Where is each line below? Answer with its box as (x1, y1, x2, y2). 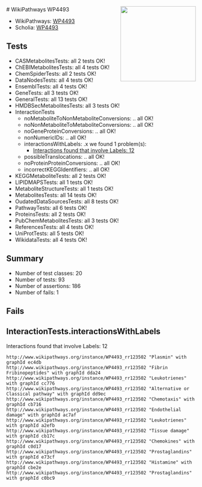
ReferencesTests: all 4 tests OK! (14, 223, 94, 230)
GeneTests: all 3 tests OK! (14, 89, 79, 96)
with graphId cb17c (6, 433, 55, 439)
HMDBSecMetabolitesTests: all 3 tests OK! (14, 102, 120, 109)
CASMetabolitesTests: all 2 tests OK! (14, 57, 105, 64)
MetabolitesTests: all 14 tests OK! (14, 191, 97, 198)
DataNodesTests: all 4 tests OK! (14, 76, 94, 84)
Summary (6, 254, 44, 264)
